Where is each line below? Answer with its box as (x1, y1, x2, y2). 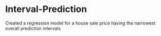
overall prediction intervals (5, 25, 61, 31)
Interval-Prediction (5, 3, 87, 15)
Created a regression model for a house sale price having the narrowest (5, 20, 156, 26)
